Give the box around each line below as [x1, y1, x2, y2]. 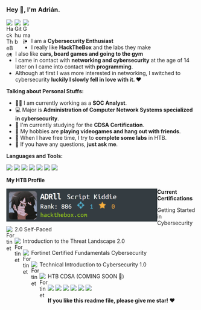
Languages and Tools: [6, 153, 63, 160]
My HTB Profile [6, 177, 45, 184]
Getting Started [157, 206, 196, 214]
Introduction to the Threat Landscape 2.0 [23, 237, 125, 245]
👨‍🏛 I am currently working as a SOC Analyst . [14, 99, 127, 107]
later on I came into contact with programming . [14, 63, 133, 70]
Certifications [157, 195, 193, 202]
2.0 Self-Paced [14, 226, 53, 233]
